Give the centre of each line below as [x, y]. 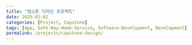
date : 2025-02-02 [27, 17]
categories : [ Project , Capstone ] [47, 22]
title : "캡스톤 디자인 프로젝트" [41, 11]
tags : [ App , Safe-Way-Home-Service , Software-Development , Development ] [97, 28]
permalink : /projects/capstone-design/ [55, 33]
